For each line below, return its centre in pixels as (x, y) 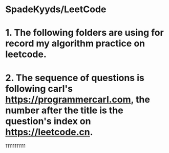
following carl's (39, 88)
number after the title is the (65, 110)
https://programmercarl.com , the (78, 99)
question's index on (48, 121)
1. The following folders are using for (84, 33)
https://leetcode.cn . (49, 132)
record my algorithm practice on (75, 44)
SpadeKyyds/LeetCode (56, 9)
